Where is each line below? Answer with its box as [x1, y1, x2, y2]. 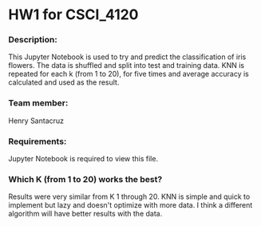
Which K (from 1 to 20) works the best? [8, 174, 163, 184]
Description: [8, 34, 57, 46]
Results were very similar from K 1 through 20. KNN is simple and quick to [8, 192, 251, 201]
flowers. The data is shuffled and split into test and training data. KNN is [8, 61, 245, 70]
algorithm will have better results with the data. [8, 209, 163, 219]
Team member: [8, 97, 69, 109]
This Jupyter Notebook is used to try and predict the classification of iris [8, 52, 247, 61]
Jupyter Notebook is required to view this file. [8, 154, 158, 164]
